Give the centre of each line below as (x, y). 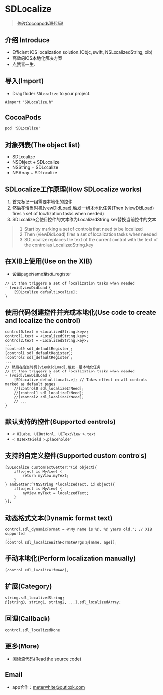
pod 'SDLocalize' (23, 128)
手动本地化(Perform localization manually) (70, 558)
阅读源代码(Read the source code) (47, 659)
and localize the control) (43, 320)
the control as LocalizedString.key (59, 245)
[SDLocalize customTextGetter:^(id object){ (51, 467)
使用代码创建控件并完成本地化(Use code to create (81, 312)
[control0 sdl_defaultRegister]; (39, 349)
